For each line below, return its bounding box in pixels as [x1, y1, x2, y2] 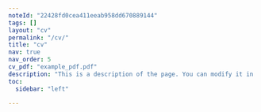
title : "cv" [8, 41, 48, 49]
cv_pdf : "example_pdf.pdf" [8, 63, 98, 71]
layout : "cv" [8, 26, 52, 34]
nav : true [8, 48, 41, 56]
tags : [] [8, 19, 37, 27]
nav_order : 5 [8, 56, 52, 64]
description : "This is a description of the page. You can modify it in [8, 70, 254, 78]
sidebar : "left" [15, 84, 69, 93]
